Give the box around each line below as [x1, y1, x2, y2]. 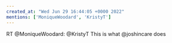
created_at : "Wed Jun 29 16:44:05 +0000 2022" [6, 8, 125, 15]
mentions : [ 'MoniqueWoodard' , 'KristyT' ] [6, 14, 111, 20]
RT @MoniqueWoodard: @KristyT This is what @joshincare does [6, 30, 166, 37]
